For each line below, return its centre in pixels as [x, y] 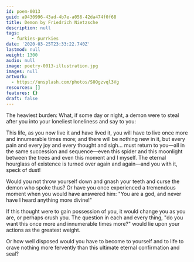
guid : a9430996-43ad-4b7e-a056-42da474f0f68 [61, 17]
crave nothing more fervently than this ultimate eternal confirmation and [93, 247]
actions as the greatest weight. [43, 230]
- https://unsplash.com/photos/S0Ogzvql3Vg [65, 82]
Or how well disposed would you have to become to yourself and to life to [95, 241]
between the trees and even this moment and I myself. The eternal [86, 157]
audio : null [21, 60]
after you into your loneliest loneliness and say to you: [71, 121]
